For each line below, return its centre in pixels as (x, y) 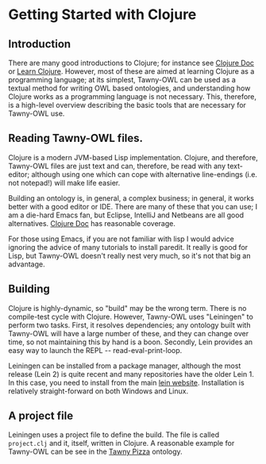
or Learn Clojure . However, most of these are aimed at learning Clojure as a (131, 71)
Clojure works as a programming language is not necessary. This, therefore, (132, 96)
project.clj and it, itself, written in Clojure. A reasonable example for (121, 443)
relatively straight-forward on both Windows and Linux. (98, 391)
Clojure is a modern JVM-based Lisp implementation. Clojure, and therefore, (133, 157)
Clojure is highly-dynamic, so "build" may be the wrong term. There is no (127, 308)
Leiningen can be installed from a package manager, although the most (125, 366)
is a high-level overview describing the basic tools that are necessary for (127, 105)
